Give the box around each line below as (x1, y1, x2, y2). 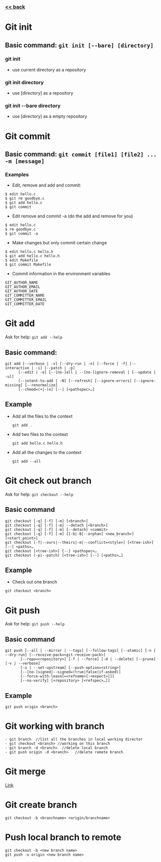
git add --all (12, 459, 41, 464)
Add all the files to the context (12, 413, 73, 419)
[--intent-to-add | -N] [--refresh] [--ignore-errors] (18, 379, 132, 383)
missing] (5, 383, 23, 388)
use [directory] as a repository (12, 90, 74, 96)
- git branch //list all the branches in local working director (5, 737, 143, 742)
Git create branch (5, 799, 77, 811)
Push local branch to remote (5, 832, 121, 843)
